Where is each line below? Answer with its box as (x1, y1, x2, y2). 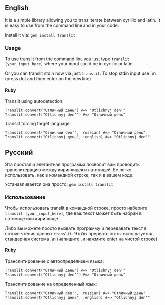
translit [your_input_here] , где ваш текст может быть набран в (5, 210, 142, 216)
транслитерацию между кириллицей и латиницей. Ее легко (5, 167, 132, 173)
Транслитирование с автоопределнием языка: (5, 258, 104, 264)
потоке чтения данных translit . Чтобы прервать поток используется (5, 231, 153, 237)
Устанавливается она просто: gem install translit (5, 182, 113, 187)
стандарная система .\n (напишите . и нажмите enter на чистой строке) (5, 236, 158, 242)
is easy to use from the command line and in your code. (5, 22, 119, 28)
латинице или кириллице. (5, 216, 60, 222)
